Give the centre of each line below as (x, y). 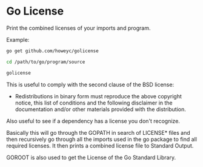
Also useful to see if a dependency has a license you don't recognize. (93, 121)
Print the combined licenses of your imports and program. (78, 28)
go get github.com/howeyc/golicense (52, 51)
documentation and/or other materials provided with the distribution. (100, 109)
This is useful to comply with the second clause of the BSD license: (90, 84)
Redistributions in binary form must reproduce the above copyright (98, 96)
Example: (18, 39)
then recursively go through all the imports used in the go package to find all (101, 139)
